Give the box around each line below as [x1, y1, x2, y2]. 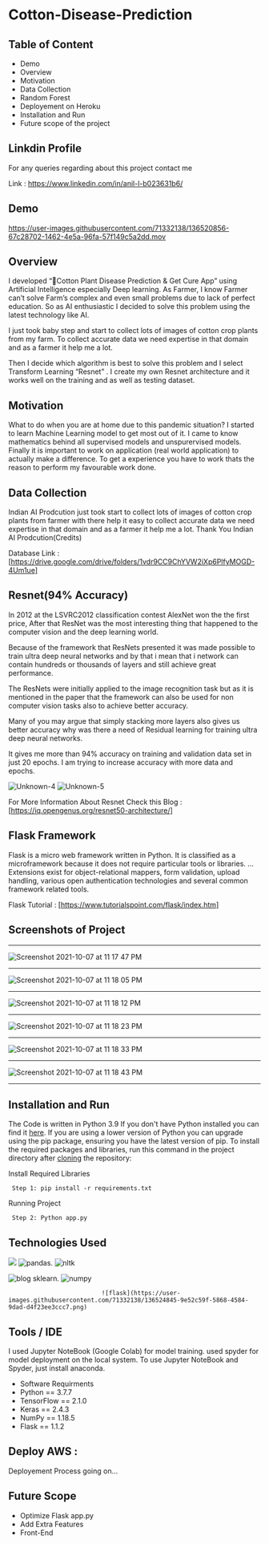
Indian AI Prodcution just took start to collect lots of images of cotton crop [8, 507, 252, 517]
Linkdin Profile [8, 142, 82, 156]
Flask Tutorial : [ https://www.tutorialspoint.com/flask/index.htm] [8, 900, 219, 909]
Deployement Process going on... [8, 1466, 118, 1476]
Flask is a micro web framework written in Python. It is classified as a [8, 850, 236, 859]
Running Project [8, 1198, 62, 1209]
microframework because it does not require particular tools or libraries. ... [8, 859, 255, 868]
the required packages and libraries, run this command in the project [8, 1145, 235, 1155]
